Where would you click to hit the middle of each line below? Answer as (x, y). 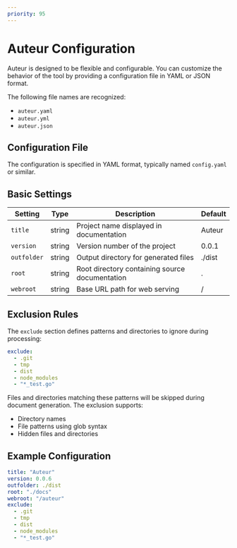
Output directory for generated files (135, 258)
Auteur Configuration (71, 48)
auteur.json (35, 126)
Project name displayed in (119, 226)
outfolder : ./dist (34, 485)
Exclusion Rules (43, 314)
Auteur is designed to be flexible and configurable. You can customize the (115, 68)
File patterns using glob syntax (62, 426)
